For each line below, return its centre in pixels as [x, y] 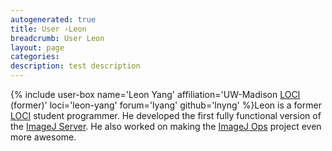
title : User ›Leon [48, 29]
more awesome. [43, 137]
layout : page [37, 47]
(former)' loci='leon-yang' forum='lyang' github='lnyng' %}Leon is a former [166, 105]
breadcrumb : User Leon [57, 38]
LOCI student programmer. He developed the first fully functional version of [166, 115]
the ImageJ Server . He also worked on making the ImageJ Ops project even [166, 126]
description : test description [75, 66]
